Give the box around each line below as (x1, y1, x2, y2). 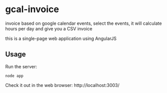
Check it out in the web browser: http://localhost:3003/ (5, 82, 120, 88)
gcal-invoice (5, 4, 60, 15)
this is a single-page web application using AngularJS (5, 35, 117, 41)
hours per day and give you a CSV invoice (5, 25, 92, 31)
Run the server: (5, 63, 37, 69)
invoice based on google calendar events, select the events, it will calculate (5, 20, 162, 26)
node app (5, 73, 24, 78)
